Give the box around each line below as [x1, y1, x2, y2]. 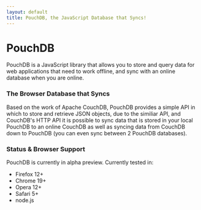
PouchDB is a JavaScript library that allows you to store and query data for [6, 61, 195, 69]
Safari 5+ [15, 190, 39, 198]
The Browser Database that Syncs [6, 89, 110, 98]
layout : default [6, 9, 48, 15]
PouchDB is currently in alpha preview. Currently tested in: [6, 159, 154, 166]
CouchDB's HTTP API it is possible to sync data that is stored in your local [6, 116, 193, 124]
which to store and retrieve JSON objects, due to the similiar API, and [6, 110, 181, 117]
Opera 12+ [15, 184, 42, 191]
